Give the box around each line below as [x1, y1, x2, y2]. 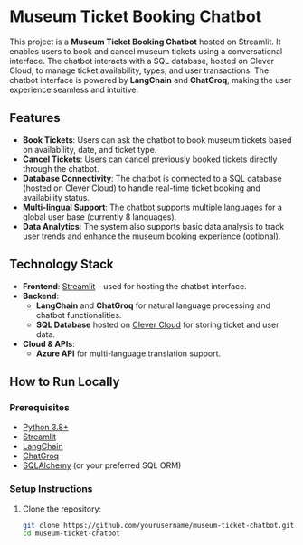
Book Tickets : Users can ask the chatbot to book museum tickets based [22, 134, 292, 146]
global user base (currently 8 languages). [22, 211, 177, 222]
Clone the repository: [22, 503, 102, 514]
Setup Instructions [9, 483, 93, 495]
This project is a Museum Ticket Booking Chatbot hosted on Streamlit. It [9, 36, 282, 47]
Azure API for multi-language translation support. [35, 348, 222, 359]
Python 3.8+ [22, 422, 70, 433]
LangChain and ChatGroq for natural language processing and [35, 300, 271, 311]
